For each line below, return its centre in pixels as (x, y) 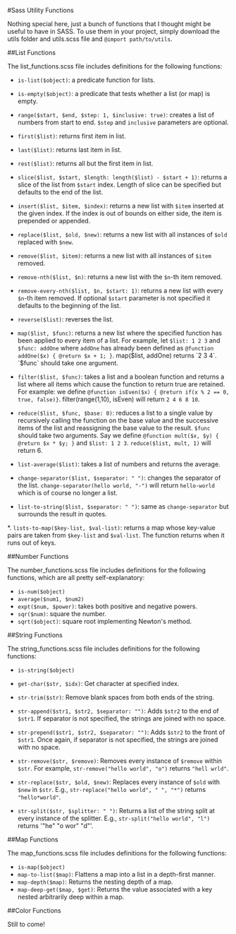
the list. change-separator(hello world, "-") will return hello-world (116, 485)
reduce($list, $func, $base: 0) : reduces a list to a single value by (115, 413)
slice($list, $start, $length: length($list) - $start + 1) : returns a (122, 177)
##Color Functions (34, 910)
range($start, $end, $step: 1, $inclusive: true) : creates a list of (116, 115)
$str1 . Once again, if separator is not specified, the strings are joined (118, 740)
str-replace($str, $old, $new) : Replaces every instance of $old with (119, 782)
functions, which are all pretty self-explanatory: (76, 578)
